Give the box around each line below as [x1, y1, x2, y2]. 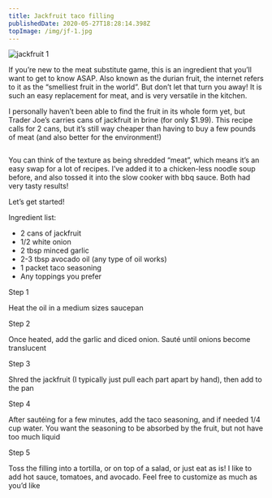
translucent [8, 343, 47, 353]
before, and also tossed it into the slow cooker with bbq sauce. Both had [8, 172, 251, 183]
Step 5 [8, 448, 31, 457]
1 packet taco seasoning [19, 263, 101, 273]
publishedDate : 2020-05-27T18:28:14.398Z [8, 19, 151, 28]
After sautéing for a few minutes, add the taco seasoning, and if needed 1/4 [8, 415, 261, 425]
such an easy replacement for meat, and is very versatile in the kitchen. [8, 91, 248, 101]
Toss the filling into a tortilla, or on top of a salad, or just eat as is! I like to [8, 464, 253, 474]
